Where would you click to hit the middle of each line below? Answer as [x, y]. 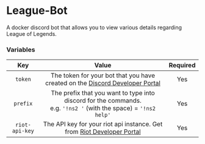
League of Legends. [31, 33]
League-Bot [37, 11]
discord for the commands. [103, 101]
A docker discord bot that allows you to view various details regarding [94, 27]
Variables [21, 49]
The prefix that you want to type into [103, 93]
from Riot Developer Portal [103, 132]
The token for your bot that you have [103, 75]
